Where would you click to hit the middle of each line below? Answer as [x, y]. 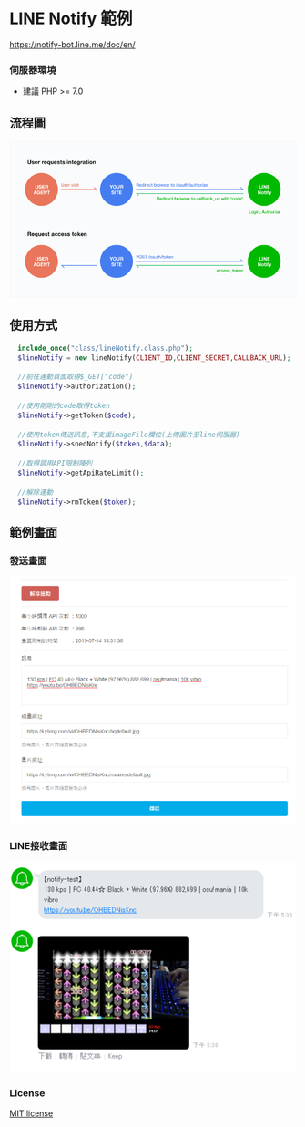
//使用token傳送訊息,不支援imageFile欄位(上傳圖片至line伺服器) [129, 435]
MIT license [31, 1113]
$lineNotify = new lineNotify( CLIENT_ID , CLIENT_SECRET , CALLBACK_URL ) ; [154, 358]
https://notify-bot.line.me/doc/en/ [72, 44]
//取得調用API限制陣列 [55, 464]
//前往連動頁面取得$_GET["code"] [76, 377]
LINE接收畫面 [39, 846]
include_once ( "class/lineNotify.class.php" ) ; [106, 348]
